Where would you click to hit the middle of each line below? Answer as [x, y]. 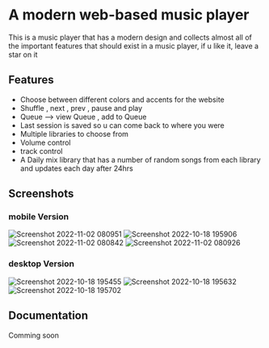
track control [41, 151]
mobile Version [39, 217]
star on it [23, 54]
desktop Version [42, 264]
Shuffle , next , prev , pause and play [81, 108]
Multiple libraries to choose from [74, 134]
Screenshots [41, 194]
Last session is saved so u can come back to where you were [122, 125]
